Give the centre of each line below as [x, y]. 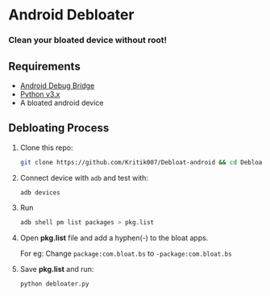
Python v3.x [40, 94]
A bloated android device [62, 102]
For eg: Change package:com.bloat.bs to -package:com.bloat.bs [126, 254]
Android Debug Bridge [57, 85]
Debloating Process [59, 128]
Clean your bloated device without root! [88, 40]
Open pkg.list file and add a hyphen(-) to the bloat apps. [114, 238]
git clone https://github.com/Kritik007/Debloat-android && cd [129, 162]
